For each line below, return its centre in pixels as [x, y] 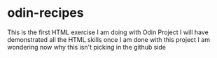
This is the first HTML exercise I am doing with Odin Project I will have [108, 32]
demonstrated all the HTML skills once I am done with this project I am [108, 39]
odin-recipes [45, 13]
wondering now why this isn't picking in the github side [87, 47]
